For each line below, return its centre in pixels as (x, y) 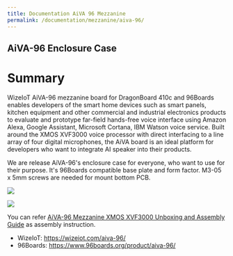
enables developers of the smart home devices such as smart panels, (107, 104)
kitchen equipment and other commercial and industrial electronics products (116, 112)
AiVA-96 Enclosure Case (62, 48)
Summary (36, 78)
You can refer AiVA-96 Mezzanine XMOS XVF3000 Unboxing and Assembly (116, 217)
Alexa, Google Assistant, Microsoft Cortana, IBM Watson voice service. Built (116, 127)
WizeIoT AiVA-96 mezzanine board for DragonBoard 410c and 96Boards (111, 97)
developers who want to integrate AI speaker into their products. (99, 149)
